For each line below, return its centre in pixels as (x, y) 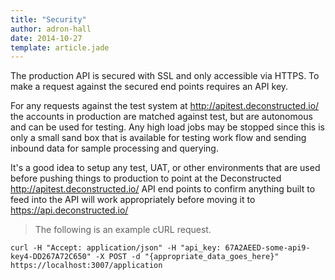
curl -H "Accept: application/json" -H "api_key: (116, 248)
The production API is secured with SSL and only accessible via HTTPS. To (165, 76)
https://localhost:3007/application (86, 266)
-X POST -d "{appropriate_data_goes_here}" (187, 257)
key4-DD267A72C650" (51, 257)
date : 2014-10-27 (46, 38)
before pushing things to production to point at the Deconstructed (146, 178)
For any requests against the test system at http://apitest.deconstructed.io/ (165, 106)
